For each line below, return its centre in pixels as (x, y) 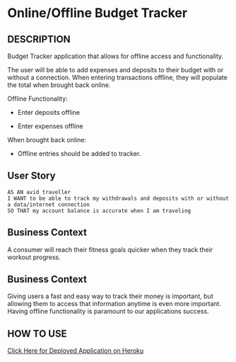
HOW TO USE (37, 333)
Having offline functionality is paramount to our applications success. (108, 311)
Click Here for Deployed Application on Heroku (76, 351)
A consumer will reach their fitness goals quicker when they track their (110, 249)
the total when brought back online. (59, 85)
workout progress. (34, 257)
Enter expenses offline (50, 126)
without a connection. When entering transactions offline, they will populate (117, 77)
